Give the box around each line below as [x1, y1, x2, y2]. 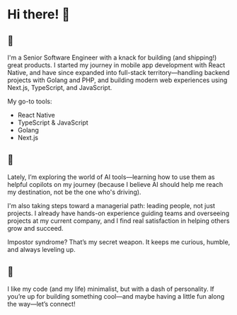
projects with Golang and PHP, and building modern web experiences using [7, 76, 228, 84]
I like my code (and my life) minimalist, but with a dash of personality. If [7, 285, 214, 293]
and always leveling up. [7, 245, 76, 253]
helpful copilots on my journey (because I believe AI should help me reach [7, 180, 224, 188]
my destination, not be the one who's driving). [7, 188, 141, 196]
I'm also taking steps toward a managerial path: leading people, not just [7, 201, 216, 210]
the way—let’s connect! [7, 299, 76, 308]
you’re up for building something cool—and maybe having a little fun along [7, 292, 225, 300]
